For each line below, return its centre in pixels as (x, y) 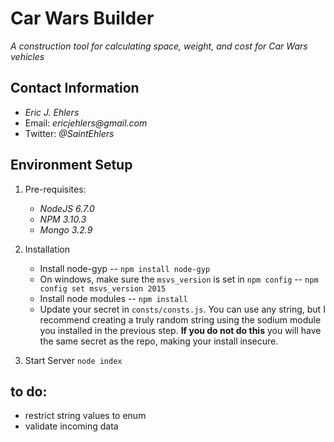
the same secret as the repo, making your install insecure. (159, 341)
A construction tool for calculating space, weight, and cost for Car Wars (159, 46)
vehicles (27, 56)
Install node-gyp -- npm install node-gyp (125, 268)
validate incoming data (71, 426)
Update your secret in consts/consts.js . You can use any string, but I (182, 309)
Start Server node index (73, 360)
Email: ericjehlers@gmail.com (86, 123)
